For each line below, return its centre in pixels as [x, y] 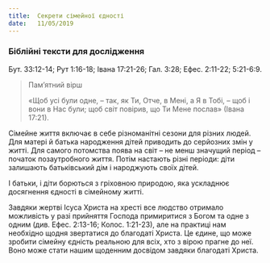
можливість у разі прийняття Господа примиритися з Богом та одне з [129, 215]
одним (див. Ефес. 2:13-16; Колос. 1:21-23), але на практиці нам [117, 224]
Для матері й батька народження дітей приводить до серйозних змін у [131, 141]
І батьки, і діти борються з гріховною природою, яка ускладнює [119, 183]
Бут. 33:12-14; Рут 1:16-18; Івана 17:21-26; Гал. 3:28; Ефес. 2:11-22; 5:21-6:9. [135, 69]
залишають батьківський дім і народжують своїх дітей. [104, 167]
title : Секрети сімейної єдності [66, 16]
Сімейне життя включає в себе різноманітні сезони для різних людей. [130, 133]
